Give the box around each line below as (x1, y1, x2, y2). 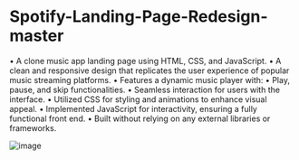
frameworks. (9, 122, 57, 133)
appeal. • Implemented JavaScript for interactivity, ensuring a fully (9, 103, 258, 114)
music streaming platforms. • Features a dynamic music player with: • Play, (9, 74, 290, 85)
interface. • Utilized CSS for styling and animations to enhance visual (9, 93, 267, 105)
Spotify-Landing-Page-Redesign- (9, 6, 269, 27)
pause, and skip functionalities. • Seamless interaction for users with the (9, 84, 281, 95)
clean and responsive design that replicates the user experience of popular (9, 65, 290, 76)
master (9, 25, 64, 46)
